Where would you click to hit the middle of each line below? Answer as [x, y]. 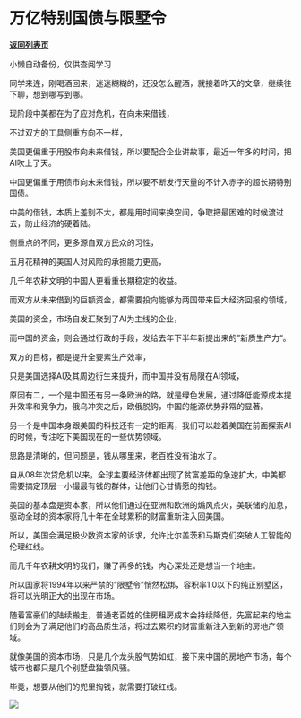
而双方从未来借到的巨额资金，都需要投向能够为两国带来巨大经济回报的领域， [150, 299]
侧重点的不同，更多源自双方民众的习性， [84, 242]
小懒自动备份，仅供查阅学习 [60, 64]
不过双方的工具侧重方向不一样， [68, 132]
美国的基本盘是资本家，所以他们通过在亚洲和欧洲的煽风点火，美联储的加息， [150, 504]
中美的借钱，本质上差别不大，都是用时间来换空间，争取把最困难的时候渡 [142, 212]
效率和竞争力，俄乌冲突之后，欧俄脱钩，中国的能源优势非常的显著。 [142, 406]
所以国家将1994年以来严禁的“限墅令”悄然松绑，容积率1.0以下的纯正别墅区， [149, 584]
